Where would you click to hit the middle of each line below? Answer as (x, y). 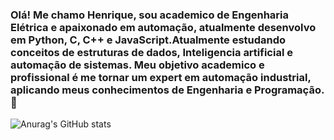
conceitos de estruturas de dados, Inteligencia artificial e (151, 52)
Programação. (289, 90)
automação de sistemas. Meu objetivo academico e (137, 65)
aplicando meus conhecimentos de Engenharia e (131, 90)
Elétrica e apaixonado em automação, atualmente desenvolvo (163, 27)
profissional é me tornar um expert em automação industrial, (161, 77)
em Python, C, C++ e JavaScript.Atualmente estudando (148, 40)
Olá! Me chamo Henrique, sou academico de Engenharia (149, 15)
